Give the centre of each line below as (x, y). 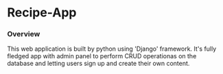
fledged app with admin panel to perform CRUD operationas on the (102, 56)
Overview (24, 34)
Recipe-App (42, 13)
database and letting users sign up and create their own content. (98, 64)
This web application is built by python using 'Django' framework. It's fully (112, 49)
